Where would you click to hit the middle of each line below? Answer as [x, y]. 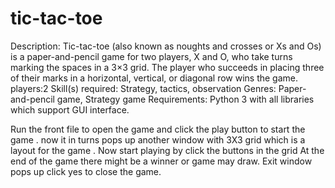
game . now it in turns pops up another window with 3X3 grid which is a [158, 139]
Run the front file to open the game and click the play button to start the [158, 129]
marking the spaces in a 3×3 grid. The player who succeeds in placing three [167, 67]
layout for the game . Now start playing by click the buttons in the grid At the [167, 150]
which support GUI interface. [70, 109]
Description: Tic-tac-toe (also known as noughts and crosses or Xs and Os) [166, 46]
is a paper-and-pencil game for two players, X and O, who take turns [151, 56]
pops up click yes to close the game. [86, 171]
